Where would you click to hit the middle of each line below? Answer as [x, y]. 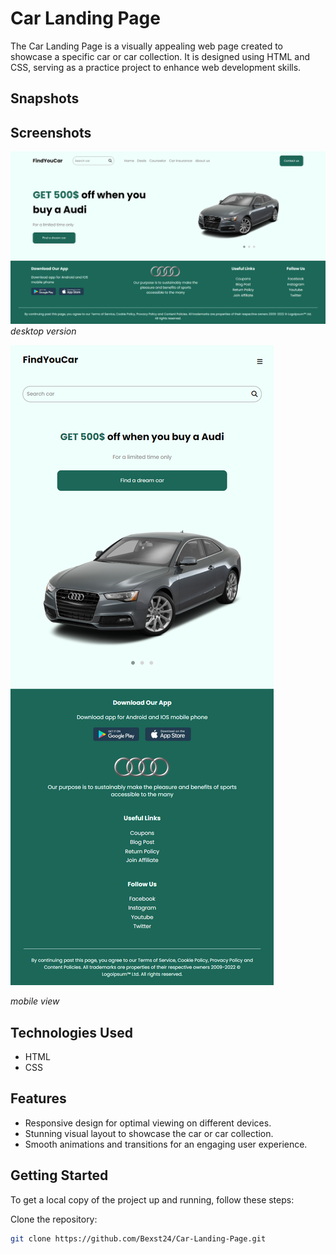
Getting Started [59, 1175]
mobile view [35, 1001]
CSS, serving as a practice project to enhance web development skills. [156, 67]
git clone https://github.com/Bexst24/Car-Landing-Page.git [138, 1238]
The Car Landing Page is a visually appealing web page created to [146, 46]
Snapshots [45, 98]
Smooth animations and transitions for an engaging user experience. [166, 1144]
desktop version [43, 331]
